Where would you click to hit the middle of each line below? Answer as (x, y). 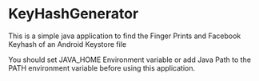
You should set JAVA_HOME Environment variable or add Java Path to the (130, 60)
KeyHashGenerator (74, 14)
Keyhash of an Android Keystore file (67, 44)
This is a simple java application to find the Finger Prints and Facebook (125, 36)
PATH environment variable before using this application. (102, 67)
